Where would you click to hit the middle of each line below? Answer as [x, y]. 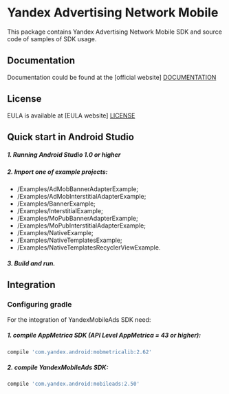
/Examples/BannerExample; [56, 204]
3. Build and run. [31, 263]
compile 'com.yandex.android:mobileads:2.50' [73, 384]
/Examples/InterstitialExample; [60, 211]
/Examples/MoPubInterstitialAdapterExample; [81, 226]
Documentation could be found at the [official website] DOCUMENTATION [112, 77]
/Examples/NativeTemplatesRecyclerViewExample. [89, 248]
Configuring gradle [40, 305]
